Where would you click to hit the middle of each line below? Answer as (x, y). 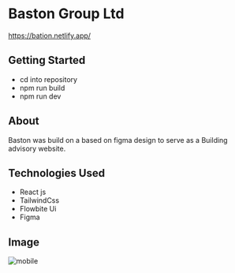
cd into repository (48, 79)
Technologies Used (56, 173)
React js (33, 192)
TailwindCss (39, 200)
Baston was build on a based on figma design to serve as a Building (118, 140)
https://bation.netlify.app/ (50, 36)
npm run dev (40, 96)
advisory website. (37, 148)
